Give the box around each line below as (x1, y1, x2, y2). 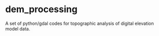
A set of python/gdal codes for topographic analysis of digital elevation (5, 20, 154, 26)
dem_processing (5, 4, 78, 15)
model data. (5, 25, 30, 31)
